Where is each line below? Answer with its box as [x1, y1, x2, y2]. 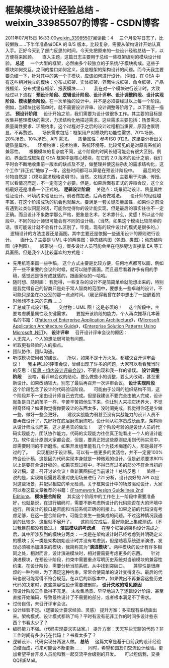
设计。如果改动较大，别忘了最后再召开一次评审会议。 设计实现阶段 [17, 379, 155, 386]
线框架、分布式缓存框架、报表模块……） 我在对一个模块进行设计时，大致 [5, 85, 160, 91]
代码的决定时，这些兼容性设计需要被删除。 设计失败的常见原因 [12, 581, 142, 588]
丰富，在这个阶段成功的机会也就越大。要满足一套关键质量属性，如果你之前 [5, 199, 159, 205]
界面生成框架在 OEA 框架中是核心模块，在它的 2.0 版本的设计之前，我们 [14, 154, 162, 160]
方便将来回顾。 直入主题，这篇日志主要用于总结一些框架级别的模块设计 [5, 53, 157, 60]
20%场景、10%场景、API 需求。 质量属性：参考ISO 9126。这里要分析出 [5, 136, 158, 142]
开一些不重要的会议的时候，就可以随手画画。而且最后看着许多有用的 [12, 266, 154, 272]
